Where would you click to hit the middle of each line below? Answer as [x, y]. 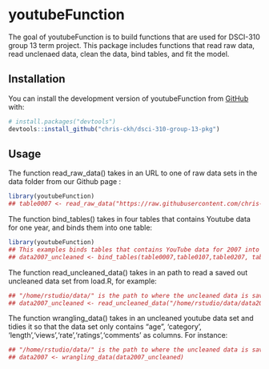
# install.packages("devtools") [62, 122]
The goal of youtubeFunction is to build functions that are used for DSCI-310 [134, 37]
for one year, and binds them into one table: [80, 228]
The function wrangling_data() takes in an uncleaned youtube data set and [131, 319]
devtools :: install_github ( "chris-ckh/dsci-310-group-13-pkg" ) [114, 129]
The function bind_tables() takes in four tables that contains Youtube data [129, 219]
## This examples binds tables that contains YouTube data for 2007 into [134, 250]
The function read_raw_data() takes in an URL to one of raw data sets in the [133, 173]
